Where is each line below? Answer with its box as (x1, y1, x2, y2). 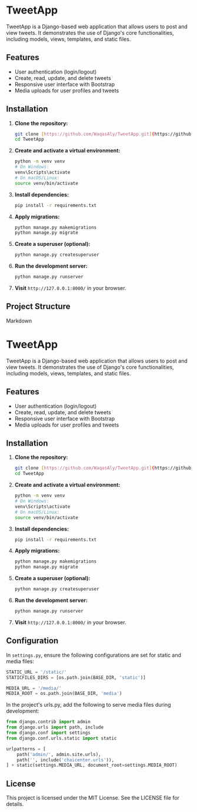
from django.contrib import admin (6, 719, 91, 725)
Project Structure (6, 301, 71, 312)
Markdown (6, 317, 32, 324)
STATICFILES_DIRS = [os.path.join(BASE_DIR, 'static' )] (6, 674, 146, 680)
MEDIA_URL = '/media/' (6, 685, 62, 691)
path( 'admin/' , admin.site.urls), (16, 751, 101, 757)
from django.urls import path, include (6, 724, 104, 730)
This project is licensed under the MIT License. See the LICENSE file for (6, 794, 180, 801)
